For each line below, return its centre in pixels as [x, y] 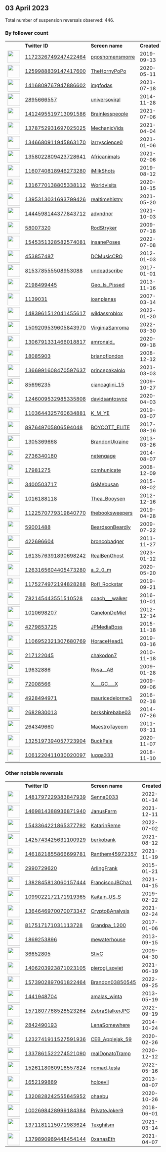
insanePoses [105, 242]
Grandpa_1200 [108, 925]
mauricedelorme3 [111, 698]
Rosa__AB [102, 670]
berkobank [103, 840]
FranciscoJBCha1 [111, 883]
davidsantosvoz [109, 399]
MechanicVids [107, 128]
